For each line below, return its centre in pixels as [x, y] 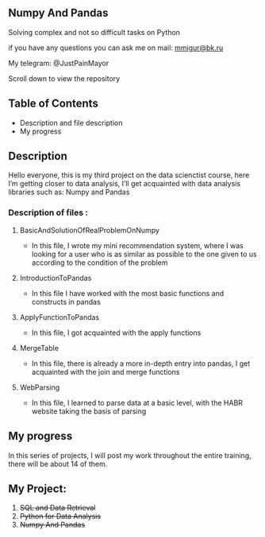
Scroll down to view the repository [64, 78]
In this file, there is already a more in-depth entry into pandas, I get [141, 363]
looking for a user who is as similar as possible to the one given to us [144, 254]
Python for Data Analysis [60, 516]
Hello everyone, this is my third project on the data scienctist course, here [129, 175]
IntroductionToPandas [56, 278]
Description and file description [71, 123]
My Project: [38, 488]
